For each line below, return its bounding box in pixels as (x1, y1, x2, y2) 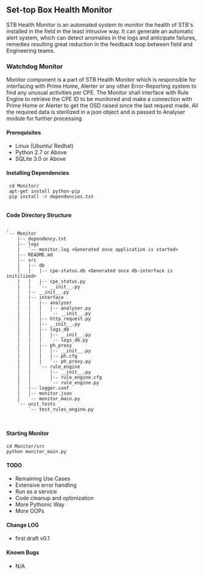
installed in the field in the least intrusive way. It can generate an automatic (6, 27, 194, 35)
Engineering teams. (6, 47, 55, 54)
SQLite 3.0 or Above (15, 155, 66, 163)
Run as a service (15, 488, 57, 495)
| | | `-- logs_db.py (17, 337, 88, 343)
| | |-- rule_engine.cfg (17, 374, 102, 380)
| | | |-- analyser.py (17, 305, 91, 311)
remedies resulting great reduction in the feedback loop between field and (6, 40, 193, 48)
